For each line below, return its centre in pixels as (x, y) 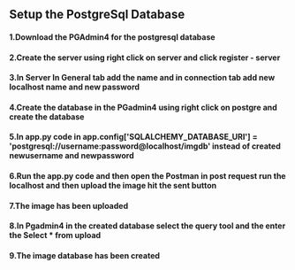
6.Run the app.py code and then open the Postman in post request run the (147, 175)
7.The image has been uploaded (69, 205)
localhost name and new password (74, 87)
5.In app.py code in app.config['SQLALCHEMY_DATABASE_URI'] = (133, 137)
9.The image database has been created (85, 255)
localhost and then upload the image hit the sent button (113, 185)
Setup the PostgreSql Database (97, 15)
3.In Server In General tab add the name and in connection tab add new (142, 78)
